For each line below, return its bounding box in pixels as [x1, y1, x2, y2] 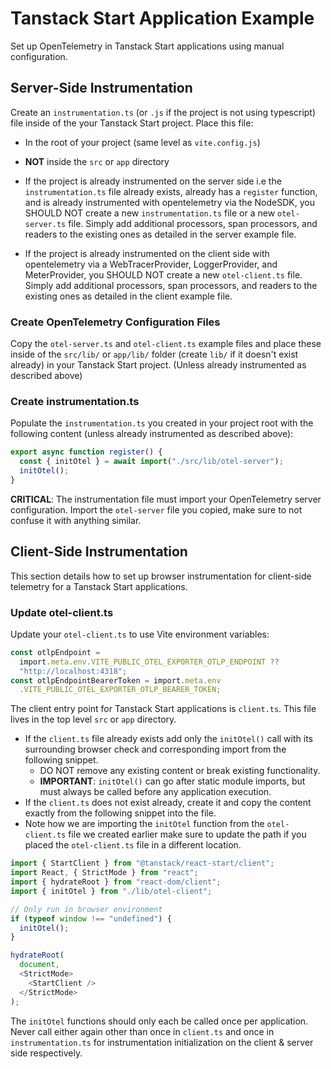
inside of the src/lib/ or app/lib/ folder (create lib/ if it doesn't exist [10, 348, 299, 361]
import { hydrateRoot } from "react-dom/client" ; [10, 877, 222, 887]
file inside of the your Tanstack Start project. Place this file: [10, 117, 254, 129]
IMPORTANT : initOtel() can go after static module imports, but [39, 775, 306, 787]
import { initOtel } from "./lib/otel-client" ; [10, 886, 213, 896]
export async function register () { [10, 447, 163, 457]
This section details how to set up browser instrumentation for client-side [10, 570, 312, 582]
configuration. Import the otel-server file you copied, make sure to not [10, 503, 303, 516]
